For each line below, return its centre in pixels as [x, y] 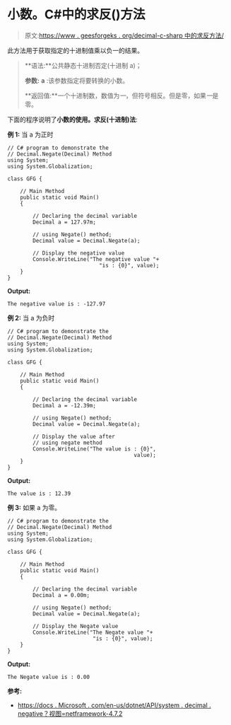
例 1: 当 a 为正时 [30, 134]
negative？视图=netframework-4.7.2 [70, 713]
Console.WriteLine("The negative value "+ [96, 259]
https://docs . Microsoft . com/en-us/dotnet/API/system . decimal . [114, 705]
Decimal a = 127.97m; [65, 222]
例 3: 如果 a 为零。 [34, 507]
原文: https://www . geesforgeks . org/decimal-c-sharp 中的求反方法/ [124, 35]
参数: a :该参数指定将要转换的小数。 [77, 80]
